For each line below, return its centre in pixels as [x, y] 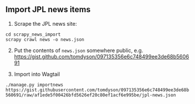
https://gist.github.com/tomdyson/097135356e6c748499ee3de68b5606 [102, 56]
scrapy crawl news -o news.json [45, 39]
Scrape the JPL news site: [45, 23]
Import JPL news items [48, 10]
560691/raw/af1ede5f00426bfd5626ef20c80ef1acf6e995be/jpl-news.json [91, 95]
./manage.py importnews [35, 85]
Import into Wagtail [37, 74]
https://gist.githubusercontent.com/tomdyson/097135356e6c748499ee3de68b [97, 90]
